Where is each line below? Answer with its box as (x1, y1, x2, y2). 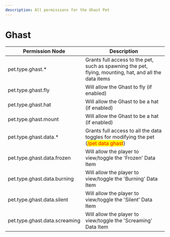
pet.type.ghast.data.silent (8, 196, 68, 203)
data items (85, 75, 110, 82)
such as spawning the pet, (85, 62, 148, 69)
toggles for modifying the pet (85, 133, 155, 140)
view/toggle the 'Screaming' (85, 217, 153, 224)
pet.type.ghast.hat (8, 101, 52, 108)
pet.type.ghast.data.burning (8, 175, 74, 182)
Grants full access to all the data (85, 127, 162, 134)
